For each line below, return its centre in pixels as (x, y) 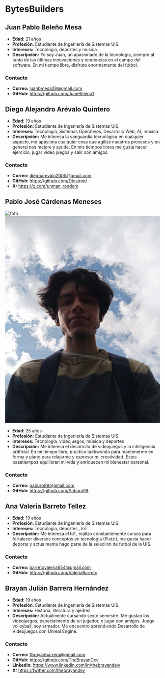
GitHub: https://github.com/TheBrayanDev (55, 660)
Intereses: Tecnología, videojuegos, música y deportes (68, 441)
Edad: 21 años (27, 39)
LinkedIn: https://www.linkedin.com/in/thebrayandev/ (66, 665)
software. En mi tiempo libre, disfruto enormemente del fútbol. (75, 65)
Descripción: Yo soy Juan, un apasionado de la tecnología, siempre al (83, 55)
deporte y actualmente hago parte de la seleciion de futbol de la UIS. (82, 544)
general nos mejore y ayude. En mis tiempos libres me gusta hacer (80, 147)
